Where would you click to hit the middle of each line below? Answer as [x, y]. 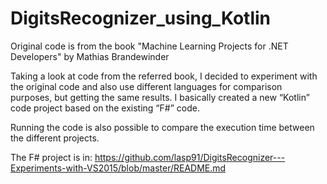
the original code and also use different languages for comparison [146, 86]
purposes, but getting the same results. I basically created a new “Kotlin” [160, 97]
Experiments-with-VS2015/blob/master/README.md [118, 168]
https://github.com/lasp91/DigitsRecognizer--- [190, 157]
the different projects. [55, 138]
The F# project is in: [51, 157]
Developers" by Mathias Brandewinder [90, 56]
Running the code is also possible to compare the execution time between [162, 127]
